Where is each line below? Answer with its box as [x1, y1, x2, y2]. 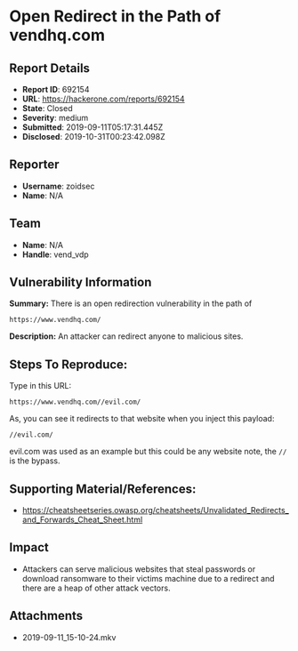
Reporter [9, 157, 60, 173]
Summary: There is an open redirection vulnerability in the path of [9, 298, 253, 309]
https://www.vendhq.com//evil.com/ [9, 398, 141, 406]
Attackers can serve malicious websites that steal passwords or [21, 563, 256, 575]
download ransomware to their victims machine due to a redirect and [21, 573, 275, 583]
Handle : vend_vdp [21, 249, 89, 260]
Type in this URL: [9, 381, 72, 391]
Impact [9, 540, 49, 555]
